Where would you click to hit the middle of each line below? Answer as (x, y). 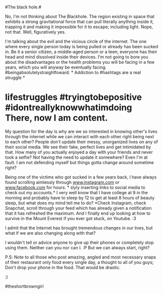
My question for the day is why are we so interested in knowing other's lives (81, 131)
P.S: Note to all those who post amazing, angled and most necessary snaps (81, 257)
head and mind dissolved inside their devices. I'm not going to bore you (77, 57)
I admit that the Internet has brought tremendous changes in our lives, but (79, 228)
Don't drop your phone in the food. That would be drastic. (63, 267)
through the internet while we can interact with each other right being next (80, 136)
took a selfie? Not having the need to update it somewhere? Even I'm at (76, 157)
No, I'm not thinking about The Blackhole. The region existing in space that (80, 16)
